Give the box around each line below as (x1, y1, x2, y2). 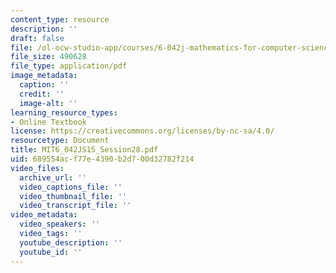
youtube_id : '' (19, 247, 83, 257)
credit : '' (19, 89, 65, 99)
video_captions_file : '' (19, 182, 123, 192)
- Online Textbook (10, 117, 87, 127)
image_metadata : (10, 71, 78, 81)
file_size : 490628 (10, 52, 87, 62)
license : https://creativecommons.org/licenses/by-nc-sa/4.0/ (10, 126, 275, 136)
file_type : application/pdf (10, 61, 128, 71)
